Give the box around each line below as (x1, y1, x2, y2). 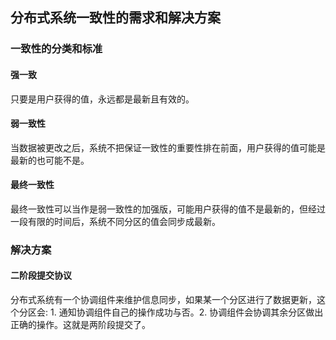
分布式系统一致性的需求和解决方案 (10, 9, 221, 27)
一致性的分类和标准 (10, 42, 103, 56)
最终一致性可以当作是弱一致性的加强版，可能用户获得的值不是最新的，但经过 (10, 203, 326, 215)
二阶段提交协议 (10, 269, 72, 282)
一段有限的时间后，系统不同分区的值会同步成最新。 (10, 215, 221, 227)
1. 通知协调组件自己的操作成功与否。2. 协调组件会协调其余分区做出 (49, 306, 324, 318)
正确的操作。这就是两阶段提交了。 (10, 319, 151, 331)
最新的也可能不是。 (10, 154, 90, 166)
